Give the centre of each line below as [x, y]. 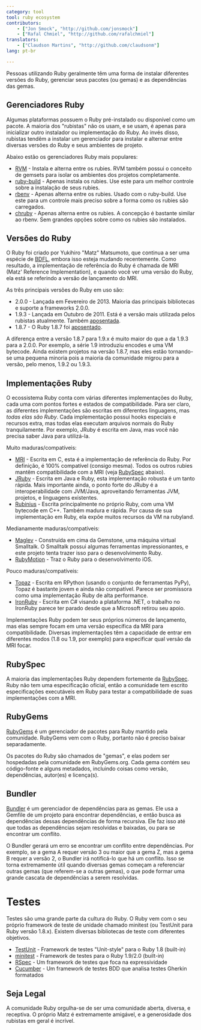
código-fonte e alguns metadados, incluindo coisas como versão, [87, 768]
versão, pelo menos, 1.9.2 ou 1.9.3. [49, 364]
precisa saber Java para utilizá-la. [48, 436]
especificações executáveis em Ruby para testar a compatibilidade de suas [100, 691]
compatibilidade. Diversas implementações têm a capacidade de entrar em [99, 633]
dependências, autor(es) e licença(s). [52, 775]
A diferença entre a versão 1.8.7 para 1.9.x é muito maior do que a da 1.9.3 [97, 339]
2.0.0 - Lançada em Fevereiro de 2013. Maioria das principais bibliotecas [105, 302]
